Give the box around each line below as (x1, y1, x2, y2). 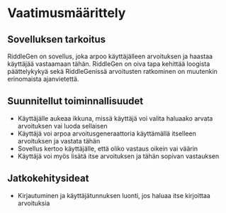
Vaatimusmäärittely (7, 5, 126, 21)
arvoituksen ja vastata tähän (17, 136, 101, 145)
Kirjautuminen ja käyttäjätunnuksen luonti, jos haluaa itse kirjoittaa (17, 191, 210, 200)
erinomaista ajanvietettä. (7, 75, 79, 83)
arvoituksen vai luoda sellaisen (17, 121, 108, 130)
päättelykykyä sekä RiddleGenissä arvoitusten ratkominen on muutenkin (7, 67, 218, 75)
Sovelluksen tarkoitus (7, 33, 106, 45)
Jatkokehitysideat (7, 173, 89, 185)
